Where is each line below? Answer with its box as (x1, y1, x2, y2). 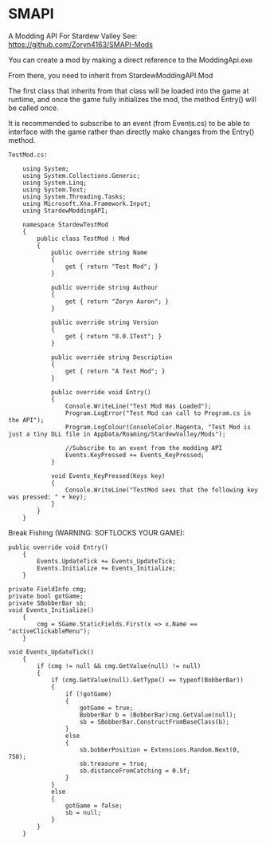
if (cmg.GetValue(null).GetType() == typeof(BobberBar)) (50, 676, 244, 684)
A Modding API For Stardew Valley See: (8, 31, 138, 41)
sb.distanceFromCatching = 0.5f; (79, 767, 191, 775)
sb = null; (65, 808, 102, 816)
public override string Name (50, 248, 148, 256)
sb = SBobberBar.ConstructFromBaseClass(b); (79, 717, 229, 726)
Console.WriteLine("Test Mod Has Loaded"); (65, 402, 213, 410)
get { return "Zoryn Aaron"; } (65, 297, 170, 306)
